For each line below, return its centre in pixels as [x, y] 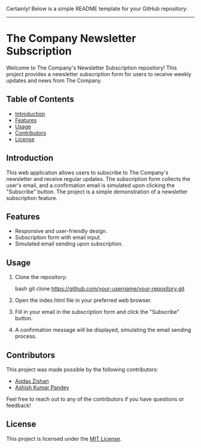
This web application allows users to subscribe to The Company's [87, 172]
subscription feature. [32, 198]
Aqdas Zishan [32, 381]
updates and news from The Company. [54, 80]
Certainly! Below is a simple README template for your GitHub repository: [97, 9]
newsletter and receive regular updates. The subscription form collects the [98, 178]
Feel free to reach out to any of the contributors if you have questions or [95, 399]
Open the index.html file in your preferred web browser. [83, 300]
